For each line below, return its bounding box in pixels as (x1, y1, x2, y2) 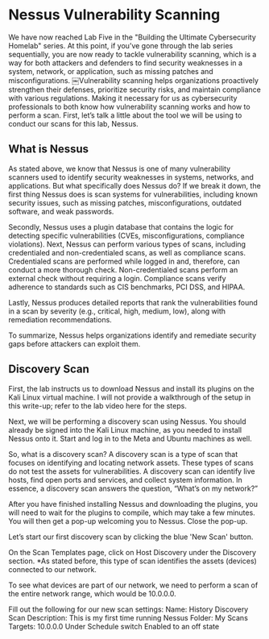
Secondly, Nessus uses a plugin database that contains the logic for (8, 222, 234, 231)
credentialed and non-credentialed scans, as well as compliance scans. (8, 247, 246, 257)
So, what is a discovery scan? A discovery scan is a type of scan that (8, 449, 238, 459)
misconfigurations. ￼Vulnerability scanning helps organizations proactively (8, 75, 259, 85)
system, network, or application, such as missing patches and (8, 66, 213, 76)
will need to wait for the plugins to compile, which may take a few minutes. (8, 508, 255, 517)
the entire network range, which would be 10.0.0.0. (8, 588, 177, 598)
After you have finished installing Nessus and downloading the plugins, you (8, 499, 258, 508)
